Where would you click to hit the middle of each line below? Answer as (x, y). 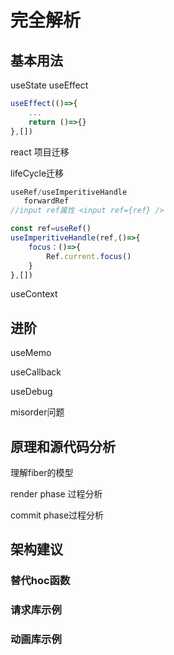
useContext (34, 294)
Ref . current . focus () (89, 256)
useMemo (31, 353)
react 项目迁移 (40, 152)
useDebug (31, 392)
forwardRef (46, 201)
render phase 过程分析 (56, 494)
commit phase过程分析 (57, 515)
